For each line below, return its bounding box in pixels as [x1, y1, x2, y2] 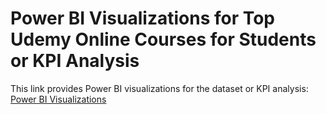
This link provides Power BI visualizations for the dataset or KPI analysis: [10, 82, 309, 94]
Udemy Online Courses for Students [10, 28, 317, 51]
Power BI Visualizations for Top [10, 7, 276, 30]
